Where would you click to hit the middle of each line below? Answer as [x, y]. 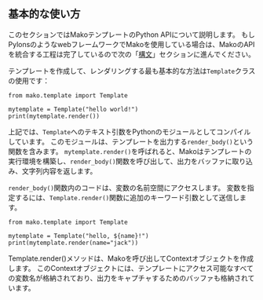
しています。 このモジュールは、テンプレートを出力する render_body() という [131, 141]
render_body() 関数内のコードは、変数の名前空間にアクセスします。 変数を [128, 188]
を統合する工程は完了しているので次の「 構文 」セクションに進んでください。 [131, 54]
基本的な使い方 [44, 14]
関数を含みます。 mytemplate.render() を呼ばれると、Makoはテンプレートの [130, 151]
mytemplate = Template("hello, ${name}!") [79, 236]
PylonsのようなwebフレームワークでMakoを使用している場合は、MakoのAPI [131, 44]
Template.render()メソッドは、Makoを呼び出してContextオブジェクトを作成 [131, 258]
